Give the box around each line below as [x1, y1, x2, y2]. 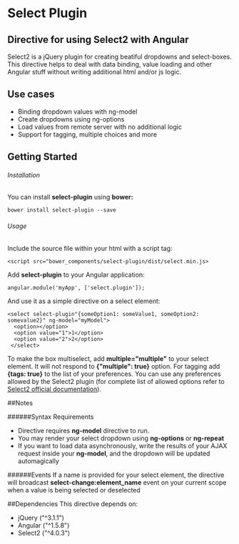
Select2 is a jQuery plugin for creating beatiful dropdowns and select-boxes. [7, 52, 232, 61]
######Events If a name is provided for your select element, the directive [7, 470, 225, 479]
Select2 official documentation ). [7, 385, 102, 393]
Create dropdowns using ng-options [17, 114, 125, 123]
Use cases [7, 88, 55, 101]
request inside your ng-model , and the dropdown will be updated [17, 449, 210, 458]
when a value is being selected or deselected [7, 485, 141, 494]
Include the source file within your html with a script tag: [7, 244, 173, 252]
